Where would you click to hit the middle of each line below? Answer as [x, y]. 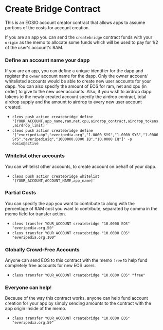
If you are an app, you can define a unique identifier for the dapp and [74, 71]
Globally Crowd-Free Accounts [42, 249]
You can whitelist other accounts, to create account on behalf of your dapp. [81, 166]
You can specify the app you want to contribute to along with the [70, 203]
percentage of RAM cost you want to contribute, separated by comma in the [81, 208]
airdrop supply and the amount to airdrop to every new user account [73, 102]
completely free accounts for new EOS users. [51, 266]
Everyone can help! [28, 288]
